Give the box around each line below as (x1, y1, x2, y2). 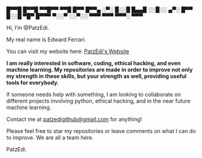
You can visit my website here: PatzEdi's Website (6, 48, 130, 55)
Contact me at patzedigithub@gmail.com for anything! (6, 116, 142, 123)
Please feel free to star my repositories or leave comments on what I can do (6, 127, 197, 134)
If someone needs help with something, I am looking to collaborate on (6, 91, 181, 98)
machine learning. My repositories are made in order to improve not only (6, 66, 193, 73)
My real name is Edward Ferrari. (6, 36, 86, 43)
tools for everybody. (6, 79, 59, 86)
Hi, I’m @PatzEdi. (6, 24, 50, 31)
